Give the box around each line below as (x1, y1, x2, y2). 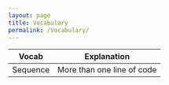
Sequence (12, 65, 50, 76)
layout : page (8, 11, 51, 20)
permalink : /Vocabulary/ (8, 26, 90, 34)
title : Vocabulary (8, 19, 68, 27)
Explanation (84, 51, 130, 62)
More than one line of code (57, 65, 157, 76)
